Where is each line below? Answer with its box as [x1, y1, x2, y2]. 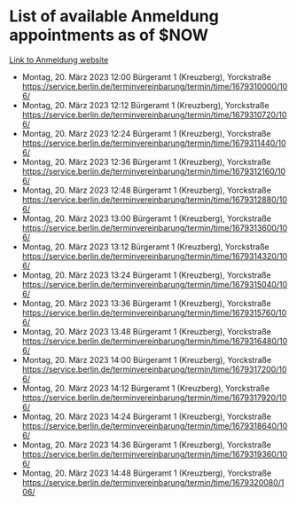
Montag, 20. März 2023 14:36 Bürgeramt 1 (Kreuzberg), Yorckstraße [21, 439, 272, 450]
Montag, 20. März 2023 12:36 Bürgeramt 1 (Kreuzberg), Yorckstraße [21, 156, 271, 167]
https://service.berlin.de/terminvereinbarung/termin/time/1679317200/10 [21, 364, 287, 375]
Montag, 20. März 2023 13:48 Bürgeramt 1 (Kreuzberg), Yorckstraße [21, 326, 272, 336]
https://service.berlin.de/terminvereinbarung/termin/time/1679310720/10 [21, 109, 287, 120]
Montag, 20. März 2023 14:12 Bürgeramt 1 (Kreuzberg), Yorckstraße [21, 383, 270, 393]
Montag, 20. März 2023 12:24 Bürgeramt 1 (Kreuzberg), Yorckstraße [21, 128, 272, 138]
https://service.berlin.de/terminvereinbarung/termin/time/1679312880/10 [21, 193, 288, 205]
